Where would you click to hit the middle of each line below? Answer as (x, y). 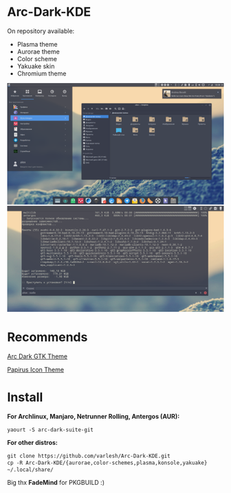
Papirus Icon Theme (35, 369)
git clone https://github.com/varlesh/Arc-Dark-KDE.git (89, 456)
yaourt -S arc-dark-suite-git (51, 430)
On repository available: (41, 31)
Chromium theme (42, 73)
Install (25, 397)
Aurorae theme (38, 51)
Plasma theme (37, 44)
